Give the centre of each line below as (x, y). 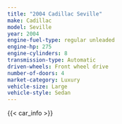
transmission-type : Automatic (52, 60)
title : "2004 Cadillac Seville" (55, 14)
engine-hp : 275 (30, 47)
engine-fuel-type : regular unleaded (61, 40)
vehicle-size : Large (38, 86)
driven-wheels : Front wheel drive (58, 67)
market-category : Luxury (44, 80)
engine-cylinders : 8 (38, 54)
